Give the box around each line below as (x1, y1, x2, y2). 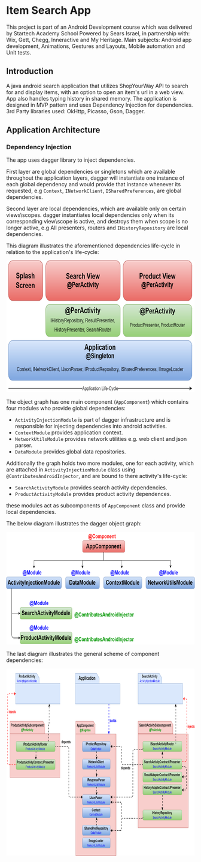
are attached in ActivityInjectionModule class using (6, 466, 136, 473)
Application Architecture (6, 125, 100, 135)
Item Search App (6, 4, 92, 17)
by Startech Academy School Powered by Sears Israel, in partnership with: (6, 29, 190, 37)
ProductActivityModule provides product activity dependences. (14, 491, 172, 498)
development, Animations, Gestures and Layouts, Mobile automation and (6, 43, 185, 50)
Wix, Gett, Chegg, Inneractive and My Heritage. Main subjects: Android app (6, 36, 192, 43)
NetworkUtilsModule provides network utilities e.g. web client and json (14, 435, 187, 443)
